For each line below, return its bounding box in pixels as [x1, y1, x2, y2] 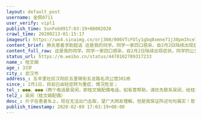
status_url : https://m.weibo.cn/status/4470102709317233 [6, 53, 152, 59]
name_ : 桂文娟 [6, 59, 39, 65]
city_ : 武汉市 [6, 70, 39, 76]
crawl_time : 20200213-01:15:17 [6, 31, 85, 37]
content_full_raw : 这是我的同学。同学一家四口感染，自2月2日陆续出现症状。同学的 [6, 48, 191, 54]
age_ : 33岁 [6, 64, 33, 71]
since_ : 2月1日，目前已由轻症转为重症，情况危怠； [6, 82, 118, 88]
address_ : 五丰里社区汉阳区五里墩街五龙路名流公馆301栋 [6, 76, 131, 82]
